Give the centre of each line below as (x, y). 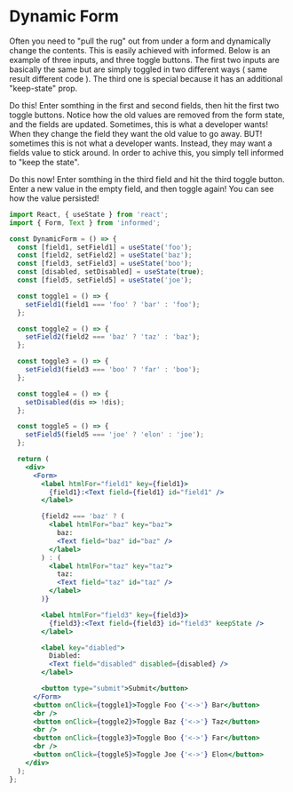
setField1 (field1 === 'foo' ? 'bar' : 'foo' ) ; (113, 304)
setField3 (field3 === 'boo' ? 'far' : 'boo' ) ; (113, 370)
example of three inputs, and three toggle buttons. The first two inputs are (144, 60)
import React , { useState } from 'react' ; (89, 214)
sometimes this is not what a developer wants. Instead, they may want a (141, 143)
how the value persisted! (54, 198)
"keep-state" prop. (44, 88)
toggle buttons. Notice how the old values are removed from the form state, (147, 115)
